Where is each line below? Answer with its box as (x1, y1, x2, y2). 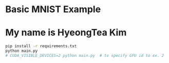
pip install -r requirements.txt (5, 44, 77, 49)
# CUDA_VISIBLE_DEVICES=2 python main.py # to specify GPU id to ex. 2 (5, 53, 164, 58)
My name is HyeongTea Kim (5, 27, 127, 39)
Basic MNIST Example (5, 4, 101, 15)
